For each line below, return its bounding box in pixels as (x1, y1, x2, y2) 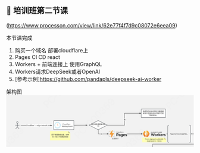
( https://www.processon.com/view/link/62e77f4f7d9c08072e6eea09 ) (6, 21, 177, 29)
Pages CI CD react (14, 53, 61, 61)
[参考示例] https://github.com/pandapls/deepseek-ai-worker (14, 75, 162, 82)
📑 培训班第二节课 (6, 5, 68, 16)
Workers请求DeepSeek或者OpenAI (14, 68, 101, 75)
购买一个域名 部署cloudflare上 (14, 46, 89, 54)
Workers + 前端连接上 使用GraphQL (14, 60, 102, 67)
